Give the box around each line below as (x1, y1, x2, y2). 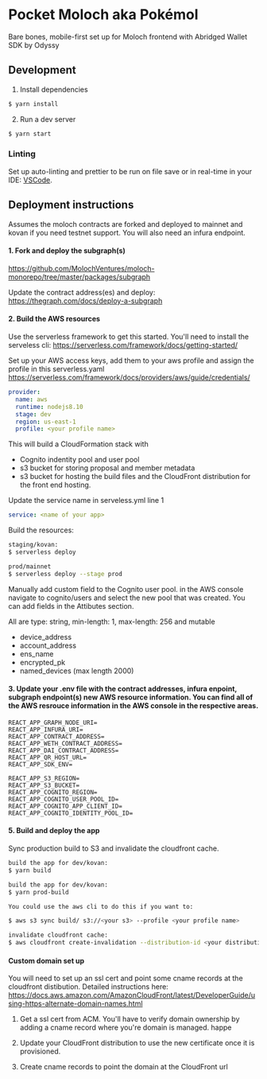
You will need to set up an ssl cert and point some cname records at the (8, 973, 244, 984)
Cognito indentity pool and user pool (19, 455, 140, 465)
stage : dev (15, 410, 52, 419)
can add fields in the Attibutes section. (8, 601, 134, 610)
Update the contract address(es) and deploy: (8, 287, 156, 297)
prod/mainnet (8, 563, 52, 571)
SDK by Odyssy (8, 40, 60, 49)
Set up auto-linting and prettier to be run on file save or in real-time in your (8, 166, 253, 176)
